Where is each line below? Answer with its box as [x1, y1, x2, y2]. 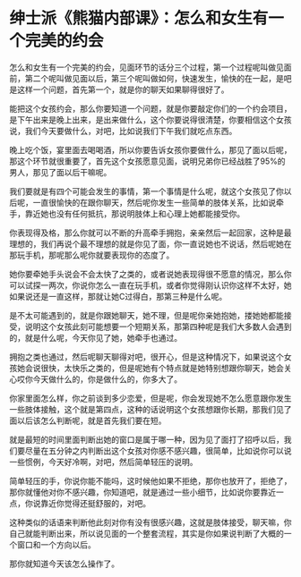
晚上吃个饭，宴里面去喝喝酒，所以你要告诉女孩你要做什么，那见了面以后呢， [9, 144, 292, 155]
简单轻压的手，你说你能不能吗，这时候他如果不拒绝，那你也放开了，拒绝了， [9, 475, 292, 486]
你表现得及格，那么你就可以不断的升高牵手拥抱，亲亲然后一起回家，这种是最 [9, 227, 292, 238]
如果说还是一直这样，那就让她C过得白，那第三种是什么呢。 [9, 291, 228, 301]
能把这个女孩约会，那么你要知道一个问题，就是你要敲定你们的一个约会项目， [9, 103, 292, 114]
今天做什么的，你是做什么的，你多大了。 [32, 373, 182, 385]
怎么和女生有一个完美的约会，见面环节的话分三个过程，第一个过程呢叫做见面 [9, 62, 292, 72]
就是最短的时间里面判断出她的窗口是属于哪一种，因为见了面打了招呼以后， [9, 434, 284, 445]
